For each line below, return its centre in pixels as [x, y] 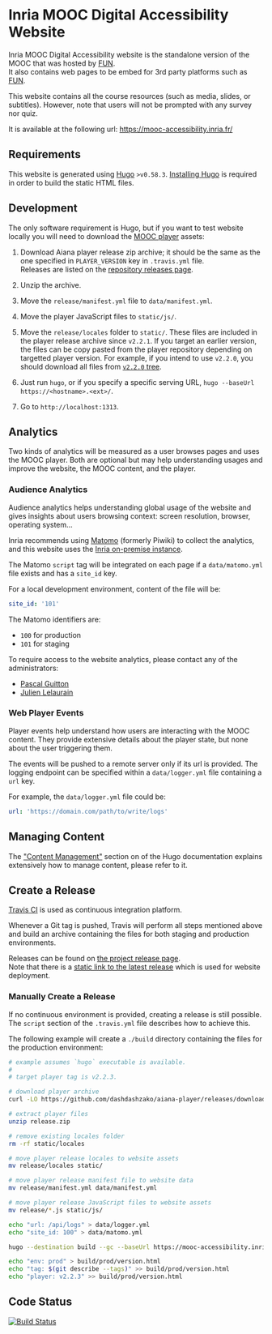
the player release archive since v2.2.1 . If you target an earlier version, [138, 340]
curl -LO [23, 1100]
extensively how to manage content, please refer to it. [98, 865]
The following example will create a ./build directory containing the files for [136, 1038]
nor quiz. [23, 113]
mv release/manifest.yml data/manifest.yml [83, 1188]
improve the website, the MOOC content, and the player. [102, 468]
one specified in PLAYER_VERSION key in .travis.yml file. [112, 260]
